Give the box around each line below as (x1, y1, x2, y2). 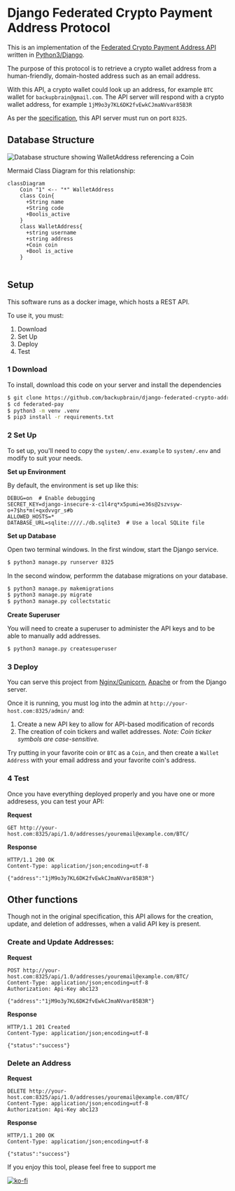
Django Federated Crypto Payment (7, 5, 213, 21)
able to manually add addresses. (7, 632, 101, 640)
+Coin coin (25, 241, 58, 249)
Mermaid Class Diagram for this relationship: (7, 166, 136, 175)
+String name (25, 198, 64, 205)
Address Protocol (7, 20, 111, 36)
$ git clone (7, 394, 42, 401)
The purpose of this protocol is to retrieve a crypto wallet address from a (7, 64, 217, 72)
